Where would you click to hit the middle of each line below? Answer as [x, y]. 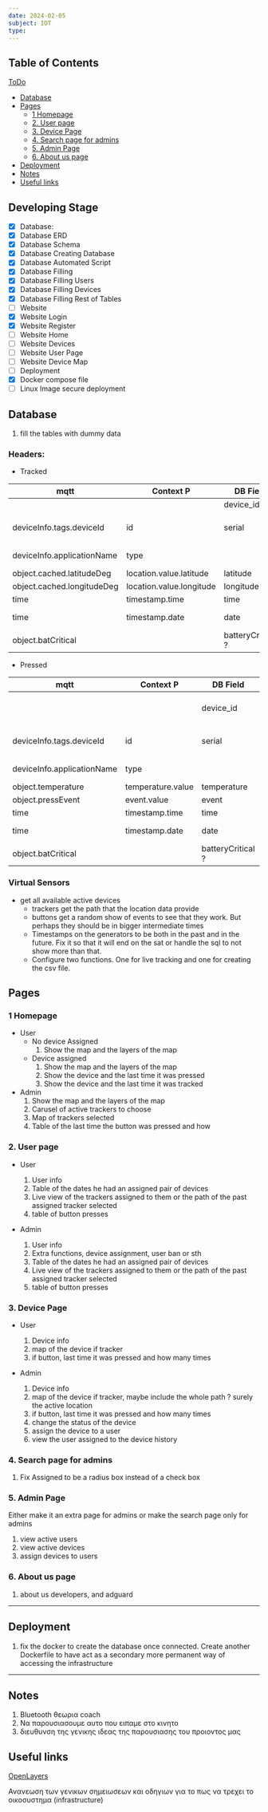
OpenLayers [28, 1776]
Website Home [44, 334]
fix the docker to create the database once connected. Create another [135, 1646]
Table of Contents [54, 63]
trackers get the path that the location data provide [115, 908]
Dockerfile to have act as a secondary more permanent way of [122, 1654]
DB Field [228, 685]
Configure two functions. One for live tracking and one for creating [141, 959]
